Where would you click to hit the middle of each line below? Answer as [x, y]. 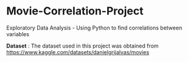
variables [18, 34]
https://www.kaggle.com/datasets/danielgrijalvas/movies [78, 52]
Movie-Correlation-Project [75, 11]
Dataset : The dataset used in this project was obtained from [83, 46]
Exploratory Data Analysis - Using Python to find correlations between [94, 28]
